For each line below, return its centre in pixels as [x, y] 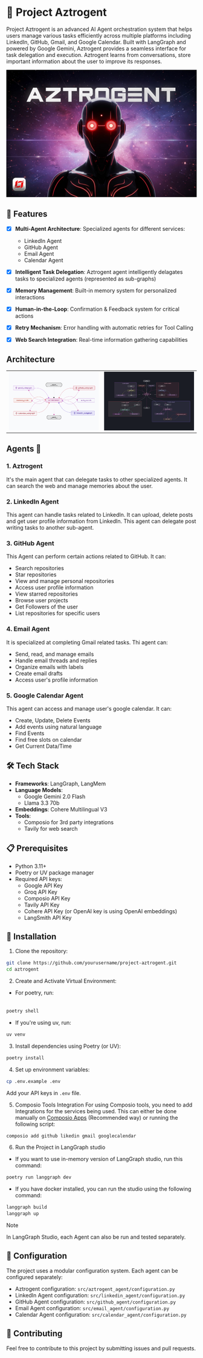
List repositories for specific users [57, 613]
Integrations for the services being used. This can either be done [96, 1111]
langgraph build [27, 1207]
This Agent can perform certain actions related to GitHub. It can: [86, 556]
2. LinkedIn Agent [33, 501]
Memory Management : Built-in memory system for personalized [96, 291]
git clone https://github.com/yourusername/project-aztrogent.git [92, 963]
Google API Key [43, 885]
